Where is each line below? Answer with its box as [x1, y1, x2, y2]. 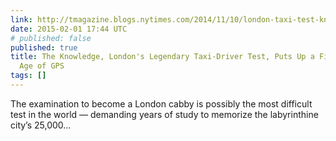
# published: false [10, 33, 92, 43]
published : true [10, 42, 78, 53]
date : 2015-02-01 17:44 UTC [10, 24, 128, 34]
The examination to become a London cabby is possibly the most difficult [10, 97, 313, 110]
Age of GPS [19, 61, 65, 71]
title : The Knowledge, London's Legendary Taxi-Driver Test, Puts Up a [10, 52, 315, 62]
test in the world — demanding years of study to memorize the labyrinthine [10, 108, 319, 120]
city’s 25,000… [10, 119, 72, 131]
